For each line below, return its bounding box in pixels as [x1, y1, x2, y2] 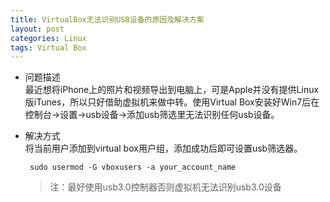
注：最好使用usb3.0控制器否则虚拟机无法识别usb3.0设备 [49, 181, 282, 193]
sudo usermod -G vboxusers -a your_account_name [29, 162, 237, 173]
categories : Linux [10, 33, 87, 43]
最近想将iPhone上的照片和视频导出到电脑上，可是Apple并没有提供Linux [24, 84, 320, 96]
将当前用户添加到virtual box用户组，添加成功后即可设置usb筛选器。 [24, 142, 303, 155]
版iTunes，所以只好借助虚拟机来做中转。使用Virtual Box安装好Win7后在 [24, 96, 320, 108]
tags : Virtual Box [10, 42, 87, 53]
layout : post [10, 24, 65, 34]
